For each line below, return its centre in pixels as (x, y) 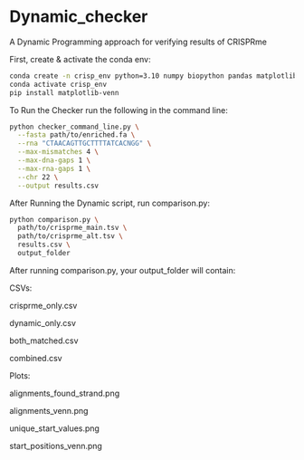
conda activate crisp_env (58, 84)
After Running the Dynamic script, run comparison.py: (110, 203)
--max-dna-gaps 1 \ (54, 160)
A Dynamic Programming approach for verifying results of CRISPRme (138, 42)
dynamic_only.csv (43, 322)
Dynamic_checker (79, 17)
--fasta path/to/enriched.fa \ (76, 135)
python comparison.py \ (54, 219)
